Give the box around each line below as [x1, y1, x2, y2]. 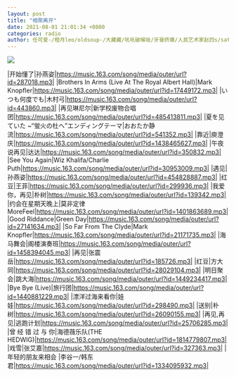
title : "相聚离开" [7, 17, 58, 24]
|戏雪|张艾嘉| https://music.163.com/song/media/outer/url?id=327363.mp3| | [7, 344, 227, 352]
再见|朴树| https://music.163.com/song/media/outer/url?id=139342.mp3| [19, 191, 227, 199]
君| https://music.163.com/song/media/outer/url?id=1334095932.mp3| [7, 361, 209, 370]
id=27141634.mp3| [7, 223, 61, 231]
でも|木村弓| [31, 95, 67, 104]
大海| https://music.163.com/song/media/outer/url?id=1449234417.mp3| [21, 275, 228, 283]
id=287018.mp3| [7, 78, 55, 87]
